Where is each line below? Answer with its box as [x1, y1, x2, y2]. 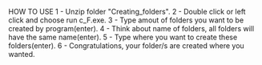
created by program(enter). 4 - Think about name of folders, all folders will [8, 24, 255, 33]
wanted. [8, 50, 35, 59]
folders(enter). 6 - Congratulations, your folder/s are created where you [8, 41, 244, 51]
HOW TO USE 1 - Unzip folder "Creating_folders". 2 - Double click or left [8, 7, 246, 16]
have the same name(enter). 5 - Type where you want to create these [8, 32, 238, 42]
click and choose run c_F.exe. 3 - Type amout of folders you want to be [8, 15, 244, 25]
